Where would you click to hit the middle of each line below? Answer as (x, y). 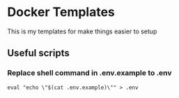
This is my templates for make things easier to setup (82, 31)
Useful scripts (38, 53)
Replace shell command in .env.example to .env (89, 73)
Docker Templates (61, 12)
